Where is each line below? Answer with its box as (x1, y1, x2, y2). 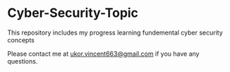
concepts (7, 35, 35, 44)
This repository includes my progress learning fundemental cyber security (7, 28, 224, 37)
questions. (7, 56, 38, 65)
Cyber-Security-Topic (7, 5, 139, 21)
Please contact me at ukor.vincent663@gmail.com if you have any (7, 49, 200, 58)
